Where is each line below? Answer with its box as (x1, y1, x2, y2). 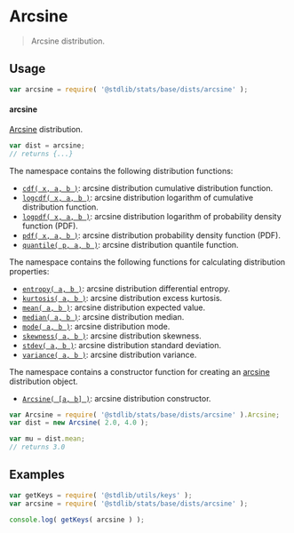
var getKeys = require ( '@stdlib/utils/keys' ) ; (9, 490, 193, 499)
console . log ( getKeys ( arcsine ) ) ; (9, 515, 145, 524)
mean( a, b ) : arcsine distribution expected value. (21, 302, 206, 313)
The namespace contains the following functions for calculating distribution (9, 256, 286, 267)
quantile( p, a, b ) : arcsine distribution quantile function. (21, 239, 239, 250)
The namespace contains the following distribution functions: (9, 165, 234, 176)
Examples (9, 467, 65, 482)
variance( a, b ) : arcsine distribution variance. (21, 349, 197, 360)
